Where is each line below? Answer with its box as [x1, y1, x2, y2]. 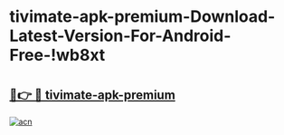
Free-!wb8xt [9, 45, 106, 65]
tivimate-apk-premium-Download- [9, 6, 276, 27]
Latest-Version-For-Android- [9, 25, 232, 46]
